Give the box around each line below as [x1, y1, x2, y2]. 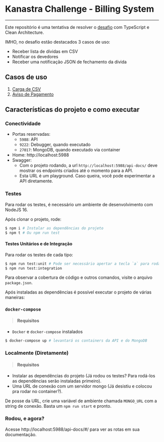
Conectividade [5, 120, 41, 127]
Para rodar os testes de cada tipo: [5, 251, 73, 258]
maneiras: [5, 295, 25, 300]
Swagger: [12, 157, 32, 163]
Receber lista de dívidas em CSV [12, 48, 78, 54]
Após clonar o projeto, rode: [5, 216, 61, 222]
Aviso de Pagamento [12, 91, 54, 97]
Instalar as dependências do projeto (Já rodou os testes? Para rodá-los [12, 372, 155, 378]
